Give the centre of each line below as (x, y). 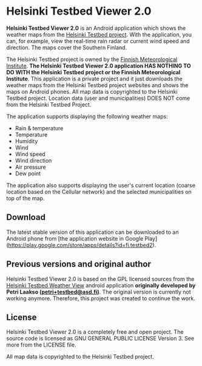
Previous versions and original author (79, 264)
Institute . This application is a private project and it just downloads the (95, 79)
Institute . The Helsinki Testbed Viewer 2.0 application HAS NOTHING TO (99, 66)
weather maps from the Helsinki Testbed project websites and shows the (97, 85)
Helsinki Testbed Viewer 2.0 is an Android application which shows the (96, 28)
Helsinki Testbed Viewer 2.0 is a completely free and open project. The (95, 332)
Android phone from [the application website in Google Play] (82, 238)
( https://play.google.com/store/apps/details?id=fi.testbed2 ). (81, 245)
